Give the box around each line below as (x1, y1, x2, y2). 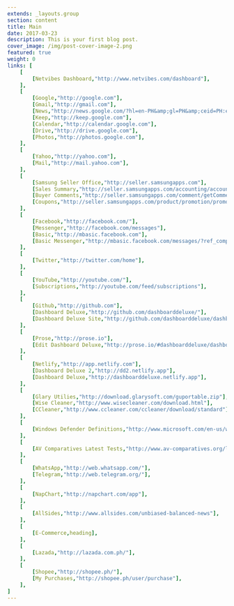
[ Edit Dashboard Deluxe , (32, 341, 104, 348)
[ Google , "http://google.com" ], (32, 95, 123, 102)
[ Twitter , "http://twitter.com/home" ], (32, 257, 145, 264)
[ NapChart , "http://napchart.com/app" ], (32, 490, 148, 498)
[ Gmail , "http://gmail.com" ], (32, 101, 117, 108)
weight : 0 (7, 56, 36, 63)
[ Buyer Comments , (32, 192, 82, 199)
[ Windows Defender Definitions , (32, 425, 127, 433)
